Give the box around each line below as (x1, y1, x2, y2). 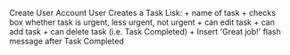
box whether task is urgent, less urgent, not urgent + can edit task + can (9, 17, 275, 27)
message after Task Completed (9, 35, 125, 46)
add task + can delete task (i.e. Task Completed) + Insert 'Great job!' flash (9, 27, 281, 36)
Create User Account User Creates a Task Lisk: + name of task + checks (9, 8, 277, 18)
